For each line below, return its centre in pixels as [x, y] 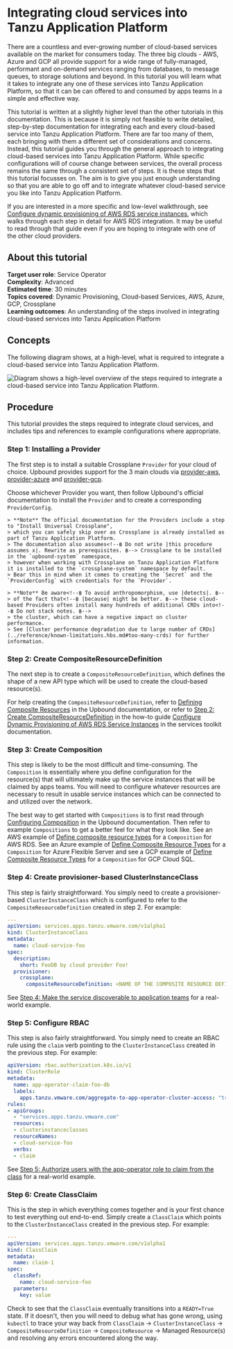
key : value [35, 1295]
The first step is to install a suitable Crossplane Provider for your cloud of [112, 464]
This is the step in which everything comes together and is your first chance [116, 1210]
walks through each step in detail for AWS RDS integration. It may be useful [115, 221]
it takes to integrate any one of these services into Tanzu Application [105, 83]
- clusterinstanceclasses [51, 1130]
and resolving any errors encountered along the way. [83, 1338]
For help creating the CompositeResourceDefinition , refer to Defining [105, 702]
